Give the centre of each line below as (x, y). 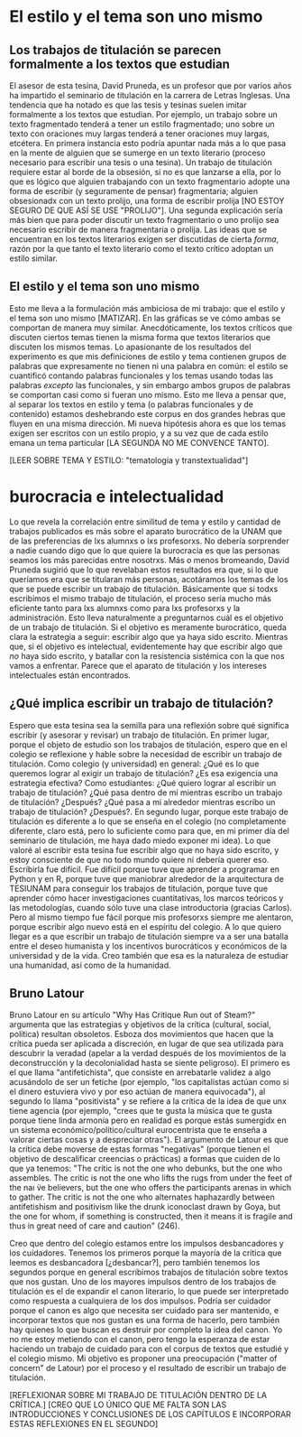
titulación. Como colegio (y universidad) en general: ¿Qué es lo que (134, 764)
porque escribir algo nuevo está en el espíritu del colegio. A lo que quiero (146, 926)
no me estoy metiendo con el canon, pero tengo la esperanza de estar (140, 1340)
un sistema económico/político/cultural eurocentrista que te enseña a (138, 1130)
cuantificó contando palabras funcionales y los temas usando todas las (141, 375)
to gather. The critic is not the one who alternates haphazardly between (142, 1197)
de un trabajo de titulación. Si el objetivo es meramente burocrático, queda (148, 627)
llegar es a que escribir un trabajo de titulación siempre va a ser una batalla (149, 936)
